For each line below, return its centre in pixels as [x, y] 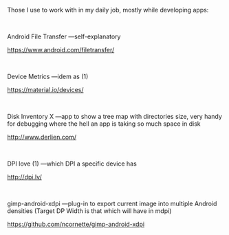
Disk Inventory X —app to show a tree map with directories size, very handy [115, 116]
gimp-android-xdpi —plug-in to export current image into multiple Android [112, 203]
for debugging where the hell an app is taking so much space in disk [104, 124]
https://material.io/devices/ [45, 90]
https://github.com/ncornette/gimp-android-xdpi [76, 224]
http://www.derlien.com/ [42, 137]
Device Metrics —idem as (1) [48, 76]
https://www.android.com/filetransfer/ [61, 50]
